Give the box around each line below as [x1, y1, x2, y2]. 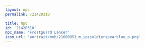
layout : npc [5, 7, 30, 12]
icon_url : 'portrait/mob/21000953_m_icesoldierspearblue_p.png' [5, 35, 141, 40]
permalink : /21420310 [5, 12, 50, 17]
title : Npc [5, 21, 28, 26]
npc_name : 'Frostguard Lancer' [5, 30, 70, 35]
